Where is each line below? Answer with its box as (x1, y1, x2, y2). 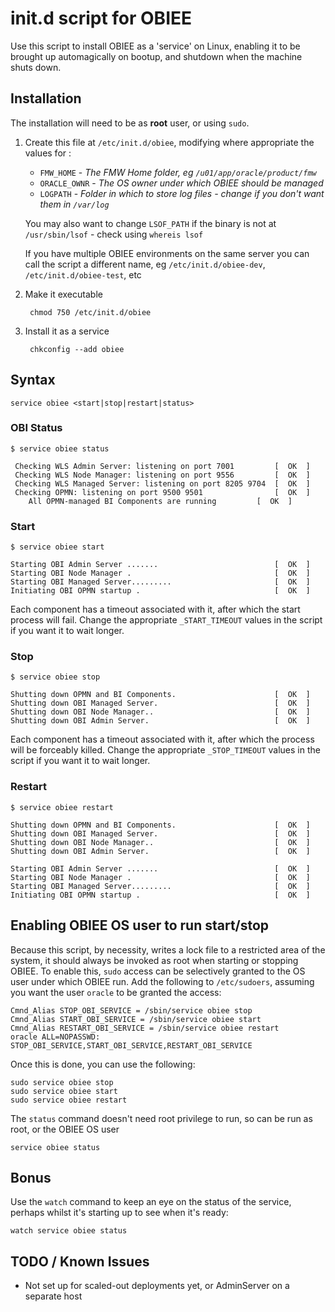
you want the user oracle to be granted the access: (10, 986, 222, 998)
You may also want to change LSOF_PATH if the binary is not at (24, 217, 277, 229)
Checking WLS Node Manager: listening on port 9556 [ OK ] (14, 470, 311, 480)
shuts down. (10, 61, 62, 73)
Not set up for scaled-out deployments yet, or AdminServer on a (24, 1280, 290, 1292)
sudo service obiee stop (10, 1077, 114, 1087)
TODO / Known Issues (10, 1253, 150, 1270)
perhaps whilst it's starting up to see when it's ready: (10, 1207, 229, 1219)
